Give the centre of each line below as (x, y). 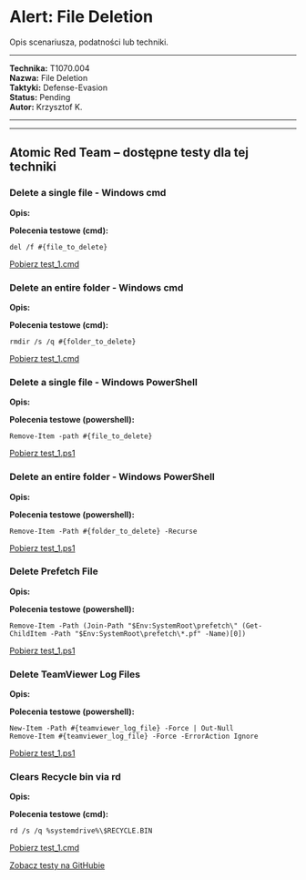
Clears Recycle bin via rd (65, 777)
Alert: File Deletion (81, 17)
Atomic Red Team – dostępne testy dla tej (129, 153)
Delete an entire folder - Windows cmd (97, 287)
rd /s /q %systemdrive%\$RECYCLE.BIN (81, 831)
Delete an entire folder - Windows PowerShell (112, 477)
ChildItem (28, 634)
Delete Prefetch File (54, 571)
